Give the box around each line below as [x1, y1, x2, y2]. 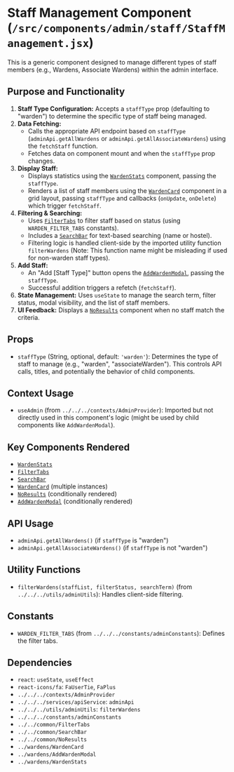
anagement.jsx [7, 37, 90, 51]
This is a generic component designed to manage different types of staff [7, 58, 217, 66]
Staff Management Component [7, 5, 191, 21]
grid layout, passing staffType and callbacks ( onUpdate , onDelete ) [27, 194, 217, 202]
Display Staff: [17, 164, 58, 173]
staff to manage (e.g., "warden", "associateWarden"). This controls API [17, 359, 222, 368]
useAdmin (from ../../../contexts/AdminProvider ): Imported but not [17, 406, 214, 415]
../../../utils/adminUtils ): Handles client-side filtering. [17, 590, 184, 598]
